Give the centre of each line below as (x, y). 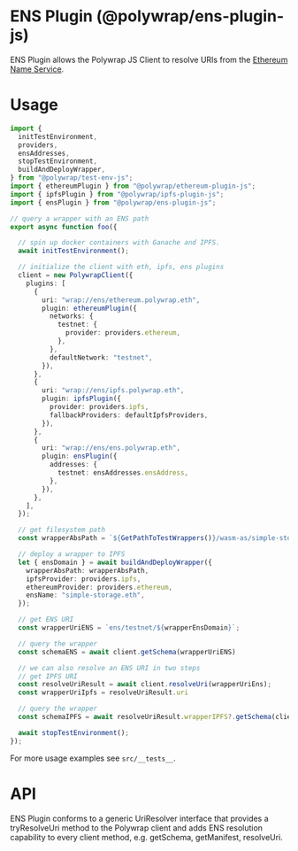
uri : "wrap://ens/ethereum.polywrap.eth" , (121, 300)
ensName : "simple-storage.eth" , (85, 595)
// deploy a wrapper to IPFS (72, 554)
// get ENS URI (46, 620)
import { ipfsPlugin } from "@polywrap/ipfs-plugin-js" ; (117, 194)
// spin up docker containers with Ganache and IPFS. (119, 243)
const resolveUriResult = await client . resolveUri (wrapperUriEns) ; (145, 685)
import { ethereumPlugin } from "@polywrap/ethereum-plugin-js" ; (133, 186)
